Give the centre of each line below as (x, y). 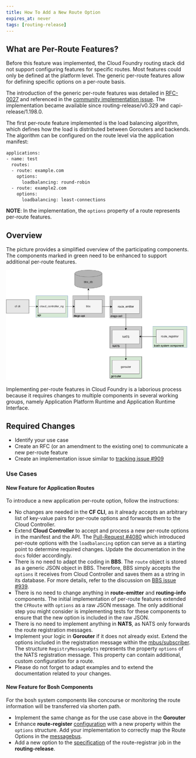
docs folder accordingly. (43, 556)
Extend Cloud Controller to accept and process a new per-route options (102, 531)
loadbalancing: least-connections (64, 200)
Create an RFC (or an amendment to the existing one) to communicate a (101, 447)
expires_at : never (28, 18)
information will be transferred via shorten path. (63, 706)
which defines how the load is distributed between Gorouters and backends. (98, 129)
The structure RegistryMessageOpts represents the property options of (99, 649)
